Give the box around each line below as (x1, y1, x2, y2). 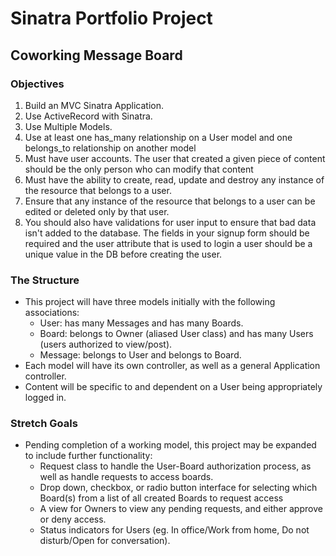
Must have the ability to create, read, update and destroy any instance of (24, 173, 325, 186)
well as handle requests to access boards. (39, 471, 214, 483)
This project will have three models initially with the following (24, 296, 276, 308)
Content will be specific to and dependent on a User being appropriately (24, 381, 323, 393)
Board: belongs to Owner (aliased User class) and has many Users (39, 328, 314, 340)
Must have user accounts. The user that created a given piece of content (24, 152, 326, 164)
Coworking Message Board (10, 47, 183, 64)
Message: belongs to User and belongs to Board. (39, 349, 242, 361)
